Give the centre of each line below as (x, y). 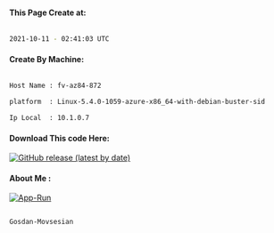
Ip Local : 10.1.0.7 (50, 118)
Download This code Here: (59, 138)
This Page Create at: (48, 12)
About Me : (30, 178)
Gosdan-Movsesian (42, 222)
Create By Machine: (47, 59)
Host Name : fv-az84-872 (55, 86)
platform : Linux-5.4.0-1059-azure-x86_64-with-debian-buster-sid (137, 102)
